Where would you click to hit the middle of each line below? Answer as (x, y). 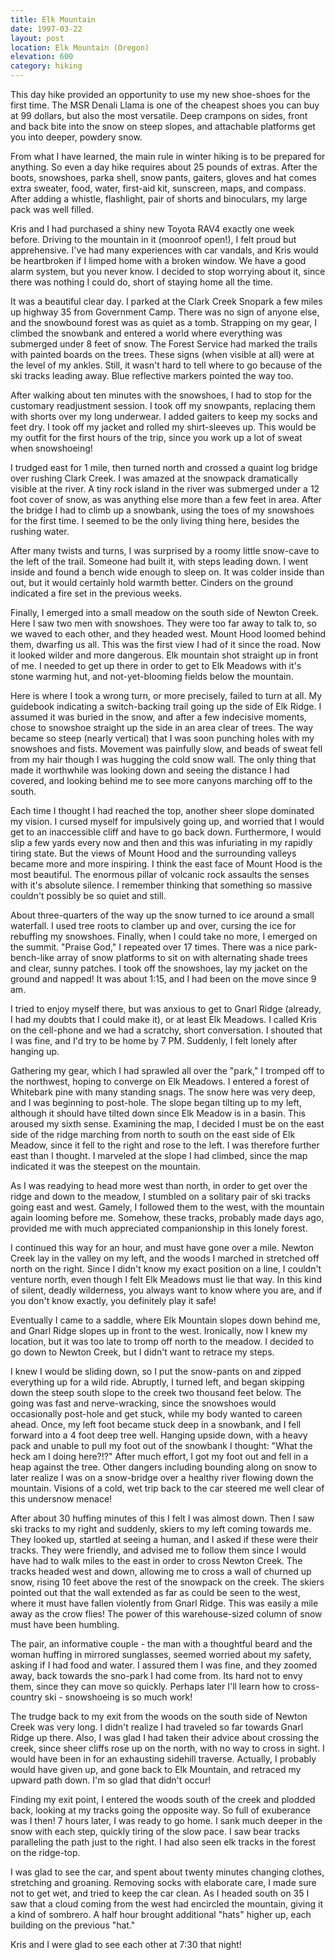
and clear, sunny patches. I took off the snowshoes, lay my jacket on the (159, 968)
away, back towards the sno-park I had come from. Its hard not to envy (156, 1675)
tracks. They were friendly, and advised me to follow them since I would (158, 1550)
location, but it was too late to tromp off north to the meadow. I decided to (162, 1341)
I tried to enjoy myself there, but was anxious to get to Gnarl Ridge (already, (166, 1009)
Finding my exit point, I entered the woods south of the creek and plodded (163, 1799)
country (26, 1697)
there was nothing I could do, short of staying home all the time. (142, 282)
